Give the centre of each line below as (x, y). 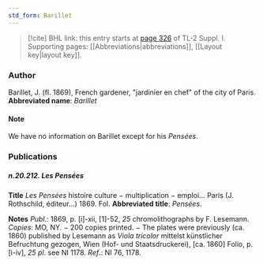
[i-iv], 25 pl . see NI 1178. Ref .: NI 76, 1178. (75, 252)
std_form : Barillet (40, 15)
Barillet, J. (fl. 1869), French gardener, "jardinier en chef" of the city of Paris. (132, 92)
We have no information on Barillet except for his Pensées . (103, 136)
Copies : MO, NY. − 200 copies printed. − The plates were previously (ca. (126, 228)
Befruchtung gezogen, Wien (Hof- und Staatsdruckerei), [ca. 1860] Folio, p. (131, 244)
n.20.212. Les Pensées (46, 175)
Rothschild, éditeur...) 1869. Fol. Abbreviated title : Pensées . (105, 204)
